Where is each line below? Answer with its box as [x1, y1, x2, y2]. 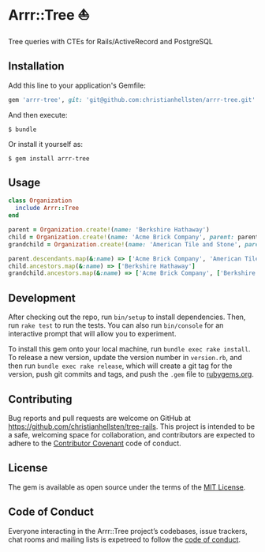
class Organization [8, 197, 73, 205]
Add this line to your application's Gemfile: [8, 81, 146, 90]
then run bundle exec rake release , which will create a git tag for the [8, 361, 233, 370]
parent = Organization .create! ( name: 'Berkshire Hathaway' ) [8, 226, 211, 234]
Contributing [8, 392, 73, 406]
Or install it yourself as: [8, 139, 83, 148]
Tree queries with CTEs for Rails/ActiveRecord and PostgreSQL [8, 36, 213, 46]
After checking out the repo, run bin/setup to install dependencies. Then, [8, 312, 246, 322]
